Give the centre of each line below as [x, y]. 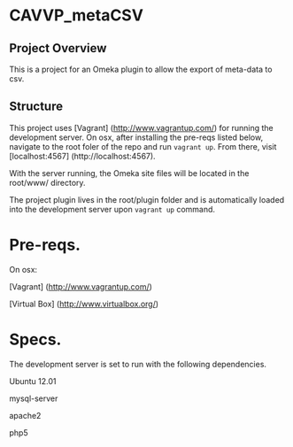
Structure [36, 107]
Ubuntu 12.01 [33, 381]
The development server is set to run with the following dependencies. [138, 364]
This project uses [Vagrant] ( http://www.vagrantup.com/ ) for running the [141, 127]
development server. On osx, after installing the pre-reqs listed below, [136, 137]
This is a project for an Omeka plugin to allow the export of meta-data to [141, 69]
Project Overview [58, 48]
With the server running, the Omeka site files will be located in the [129, 173]
